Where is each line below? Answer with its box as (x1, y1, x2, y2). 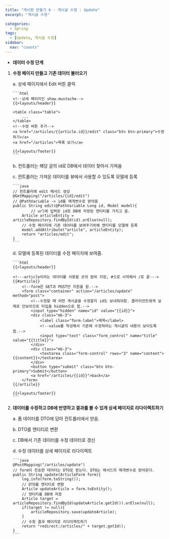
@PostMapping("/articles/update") (12, 462, 85, 467)
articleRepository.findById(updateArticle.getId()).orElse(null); (12, 501, 155, 506)
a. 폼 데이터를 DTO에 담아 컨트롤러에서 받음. (12, 416, 100, 422)
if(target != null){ (22, 505, 65, 510)
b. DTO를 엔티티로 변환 (12, 426, 59, 432)
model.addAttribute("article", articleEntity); (22, 227, 124, 232)
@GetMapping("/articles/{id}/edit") (12, 193, 90, 198)
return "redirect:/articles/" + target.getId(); (22, 523, 126, 529)
